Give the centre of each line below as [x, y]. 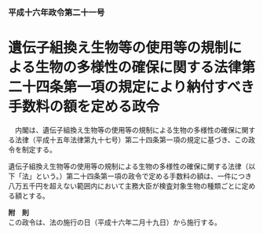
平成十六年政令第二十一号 [57, 12]
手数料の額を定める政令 [84, 107]
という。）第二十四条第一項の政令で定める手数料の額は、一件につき [144, 176]
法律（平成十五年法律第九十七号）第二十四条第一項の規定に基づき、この [131, 140]
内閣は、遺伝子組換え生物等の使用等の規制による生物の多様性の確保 [125, 130]
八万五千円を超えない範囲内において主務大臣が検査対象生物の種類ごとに [125, 185]
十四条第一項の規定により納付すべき [139, 87]
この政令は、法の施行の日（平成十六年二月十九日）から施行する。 [115, 222]
